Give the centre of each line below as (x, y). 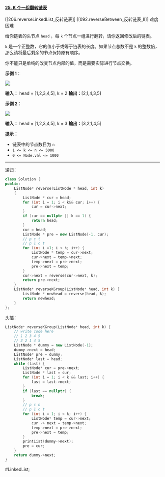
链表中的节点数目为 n (33, 144)
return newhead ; (39, 298)
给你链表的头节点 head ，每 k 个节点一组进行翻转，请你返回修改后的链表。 (80, 36)
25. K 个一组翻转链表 (26, 7)
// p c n (32, 405)
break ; (38, 396)
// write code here (34, 332)
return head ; (44, 221)
